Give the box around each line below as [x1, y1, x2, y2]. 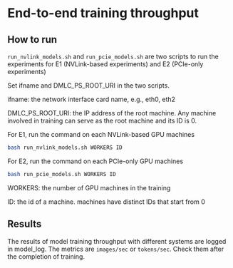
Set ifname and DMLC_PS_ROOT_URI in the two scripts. [7, 81, 170, 90]
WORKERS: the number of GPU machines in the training [7, 183, 171, 192]
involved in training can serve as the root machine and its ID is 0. [7, 116, 197, 125]
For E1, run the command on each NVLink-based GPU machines [7, 130, 195, 138]
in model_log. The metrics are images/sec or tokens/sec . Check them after [7, 244, 224, 253]
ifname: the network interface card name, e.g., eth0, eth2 [7, 95, 176, 103]
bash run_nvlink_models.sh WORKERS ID [7, 144, 123, 151]
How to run [7, 33, 58, 46]
